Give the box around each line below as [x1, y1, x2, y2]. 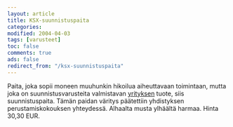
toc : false [7, 43, 39, 50]
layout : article [7, 10, 55, 18]
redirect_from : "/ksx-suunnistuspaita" [7, 62, 124, 69]
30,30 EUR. [7, 112, 41, 120]
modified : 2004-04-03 [7, 29, 71, 37]
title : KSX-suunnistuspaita [7, 17, 90, 24]
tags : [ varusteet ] [7, 36, 61, 44]
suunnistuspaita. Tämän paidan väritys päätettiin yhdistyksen [7, 96, 185, 105]
